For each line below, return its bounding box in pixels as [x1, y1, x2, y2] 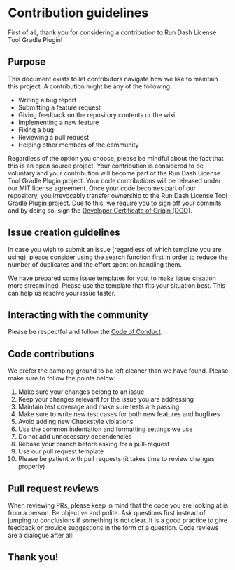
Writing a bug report [17, 95, 77, 104]
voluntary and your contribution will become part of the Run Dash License [8, 168, 221, 177]
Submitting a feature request [17, 103, 101, 112]
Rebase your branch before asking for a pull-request [17, 440, 170, 449]
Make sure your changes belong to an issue [17, 387, 145, 396]
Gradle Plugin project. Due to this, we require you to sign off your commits [8, 199, 222, 207]
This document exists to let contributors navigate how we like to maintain [8, 74, 218, 83]
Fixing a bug [17, 125, 55, 134]
